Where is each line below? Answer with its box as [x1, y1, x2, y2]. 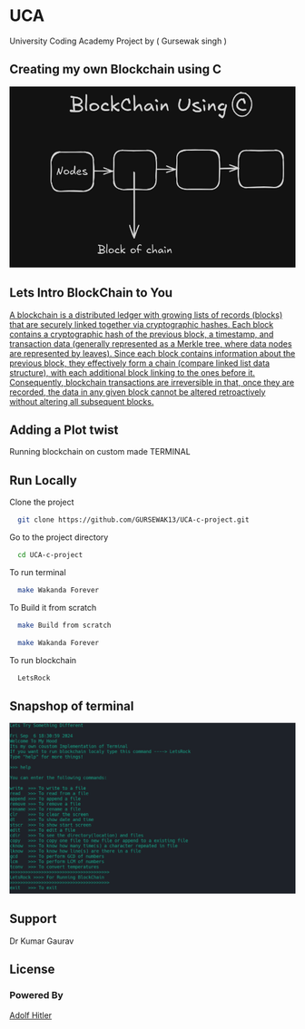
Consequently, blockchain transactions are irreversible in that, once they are [9, 377, 295, 387]
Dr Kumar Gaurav [9, 936, 74, 946]
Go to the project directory [9, 532, 109, 543]
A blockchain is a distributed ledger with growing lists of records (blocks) [9, 309, 283, 320]
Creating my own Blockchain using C [9, 62, 222, 77]
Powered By [9, 989, 64, 1002]
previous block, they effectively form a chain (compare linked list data [9, 358, 271, 368]
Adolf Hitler [9, 1009, 53, 1021]
